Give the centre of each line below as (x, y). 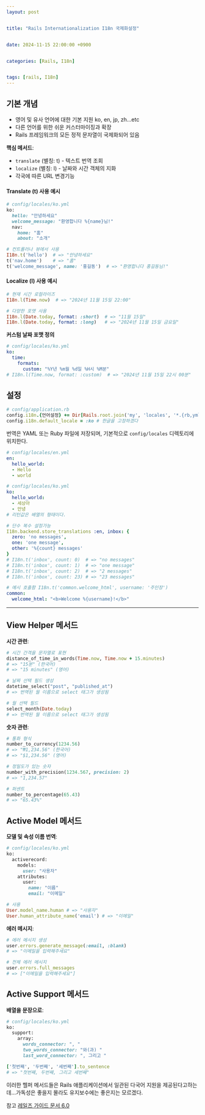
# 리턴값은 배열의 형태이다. (36, 514)
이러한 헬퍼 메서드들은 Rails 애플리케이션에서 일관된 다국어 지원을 (84, 1084)
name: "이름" (44, 888)
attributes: (32, 876)
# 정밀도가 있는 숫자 (29, 767)
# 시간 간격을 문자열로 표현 (36, 653)
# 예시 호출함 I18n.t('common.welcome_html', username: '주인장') (87, 588)
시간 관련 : (18, 641)
